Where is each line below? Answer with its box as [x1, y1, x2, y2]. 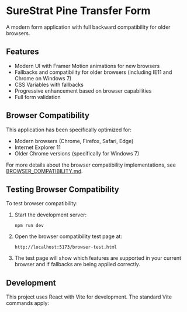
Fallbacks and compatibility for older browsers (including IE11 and [14, 69, 172, 76]
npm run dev [14, 223, 44, 229]
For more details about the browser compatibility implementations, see [6, 161, 176, 168]
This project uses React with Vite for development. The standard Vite [6, 293, 172, 300]
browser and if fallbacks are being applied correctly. [14, 261, 140, 268]
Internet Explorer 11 [14, 144, 61, 151]
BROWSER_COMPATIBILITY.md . [6, 167, 83, 174]
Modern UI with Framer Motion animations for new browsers [14, 62, 160, 69]
